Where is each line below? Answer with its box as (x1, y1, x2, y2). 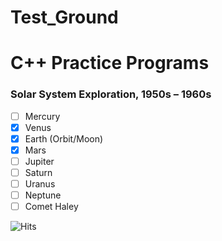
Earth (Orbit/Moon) (24, 132, 104, 145)
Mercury (24, 110, 61, 122)
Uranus (24, 178, 56, 190)
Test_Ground (10, 6, 119, 29)
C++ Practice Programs (10, 52, 210, 75)
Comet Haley (24, 201, 79, 213)
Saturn (24, 166, 53, 178)
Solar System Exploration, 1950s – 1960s (10, 87, 212, 101)
